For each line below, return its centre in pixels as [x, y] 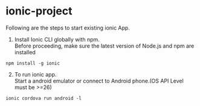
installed [25, 52]
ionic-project [39, 11]
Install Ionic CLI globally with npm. [57, 39]
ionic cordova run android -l [44, 98]
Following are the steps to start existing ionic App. [68, 28]
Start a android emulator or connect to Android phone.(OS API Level [99, 81]
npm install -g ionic [33, 63]
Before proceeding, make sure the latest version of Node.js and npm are [104, 46]
